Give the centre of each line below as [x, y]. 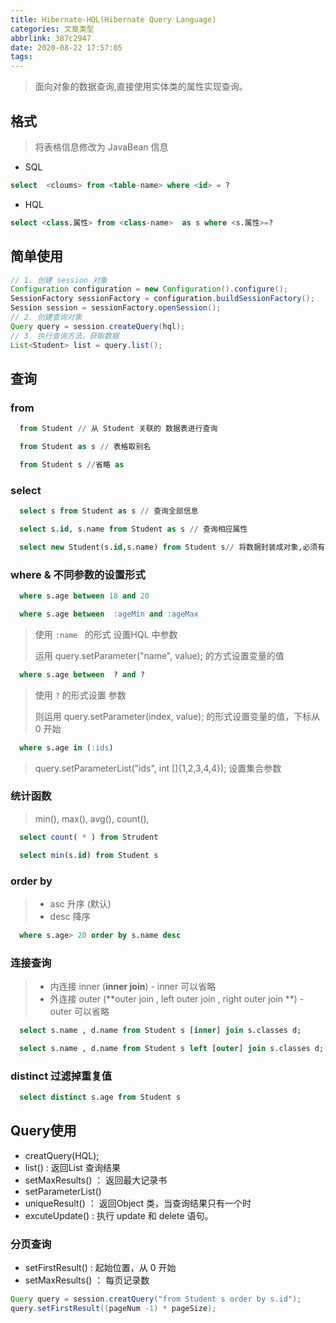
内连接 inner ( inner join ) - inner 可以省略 [133, 987]
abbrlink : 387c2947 [51, 38]
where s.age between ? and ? [82, 674]
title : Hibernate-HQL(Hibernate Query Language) [113, 19]
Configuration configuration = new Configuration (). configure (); [149, 289]
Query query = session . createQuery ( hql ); [98, 326]
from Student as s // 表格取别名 [85, 447]
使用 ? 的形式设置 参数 [80, 695]
